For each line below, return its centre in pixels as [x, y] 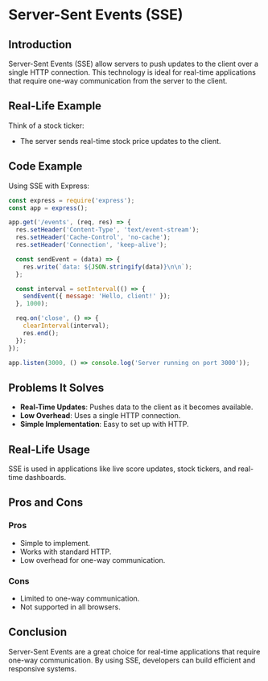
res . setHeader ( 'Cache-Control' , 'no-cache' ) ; [93, 238]
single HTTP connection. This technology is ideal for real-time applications [132, 72]
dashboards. [45, 477]
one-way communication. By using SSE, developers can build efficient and [132, 660]
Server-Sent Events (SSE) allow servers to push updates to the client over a [134, 64]
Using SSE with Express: [49, 186]
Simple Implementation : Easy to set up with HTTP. [104, 425]
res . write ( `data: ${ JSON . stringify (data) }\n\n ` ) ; [108, 267]
